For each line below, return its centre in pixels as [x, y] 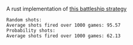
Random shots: [24, 20]
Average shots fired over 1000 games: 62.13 [63, 36]
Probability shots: [31, 30]
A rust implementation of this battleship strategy [66, 9]
